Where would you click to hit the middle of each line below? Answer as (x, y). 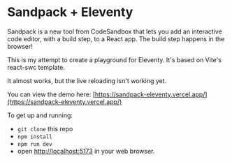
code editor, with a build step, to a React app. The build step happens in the (116, 38)
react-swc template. (36, 67)
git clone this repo (45, 128)
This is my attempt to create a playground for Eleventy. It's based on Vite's (115, 59)
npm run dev (35, 144)
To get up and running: (40, 115)
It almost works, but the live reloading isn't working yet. (87, 80)
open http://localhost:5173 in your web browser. (86, 151)
